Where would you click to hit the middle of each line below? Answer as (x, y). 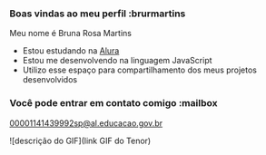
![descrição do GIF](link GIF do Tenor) (80, 140)
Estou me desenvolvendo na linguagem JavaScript (117, 61)
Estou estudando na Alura (71, 51)
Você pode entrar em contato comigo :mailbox (113, 103)
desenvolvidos (50, 80)
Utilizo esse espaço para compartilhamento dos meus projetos (139, 70)
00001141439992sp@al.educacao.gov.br (86, 123)
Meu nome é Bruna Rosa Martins (70, 34)
